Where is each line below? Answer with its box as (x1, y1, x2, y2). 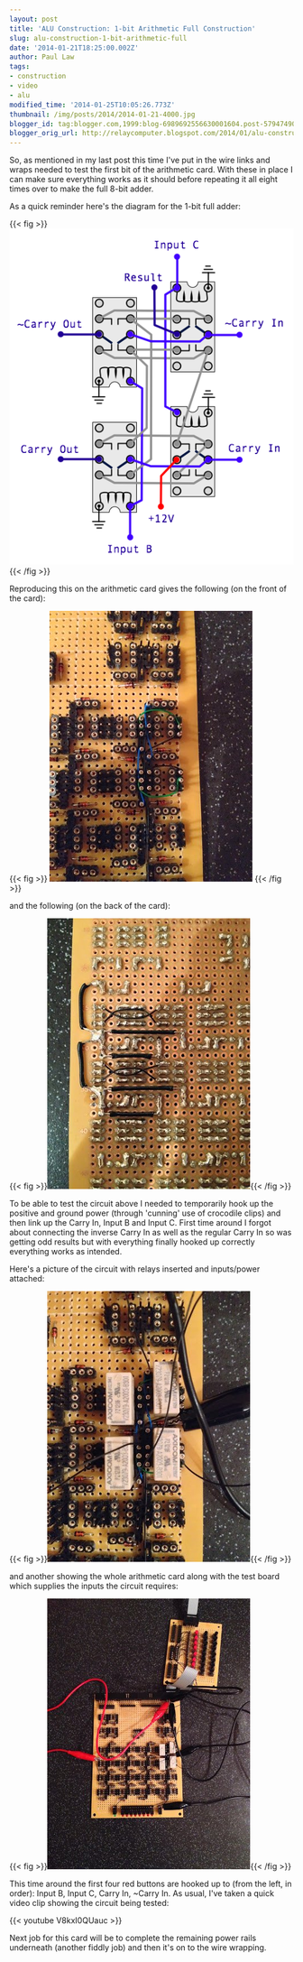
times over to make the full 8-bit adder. (9, 183, 154, 194)
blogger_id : (9, 119, 54, 128)
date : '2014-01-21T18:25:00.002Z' (9, 43, 140, 52)
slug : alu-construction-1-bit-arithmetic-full (9, 33, 188, 42)
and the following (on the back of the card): (9, 901, 171, 912)
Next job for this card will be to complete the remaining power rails (9, 1932, 257, 1944)
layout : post (9, 14, 59, 23)
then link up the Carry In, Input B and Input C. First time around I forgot (9, 1217, 272, 1228)
